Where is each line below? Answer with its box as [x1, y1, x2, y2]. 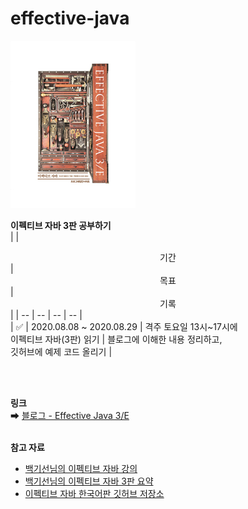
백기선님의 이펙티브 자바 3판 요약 [24, 475, 154, 487]
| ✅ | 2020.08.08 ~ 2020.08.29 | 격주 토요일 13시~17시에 [10, 320, 238, 332]
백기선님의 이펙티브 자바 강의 [24, 462, 138, 474]
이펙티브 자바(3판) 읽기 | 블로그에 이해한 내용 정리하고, [10, 333, 223, 345]
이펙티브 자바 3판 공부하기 [10, 219, 112, 231]
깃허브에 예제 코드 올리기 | [10, 345, 113, 357]
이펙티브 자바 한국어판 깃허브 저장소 [24, 487, 165, 499]
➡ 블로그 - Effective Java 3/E [10, 409, 130, 421]
